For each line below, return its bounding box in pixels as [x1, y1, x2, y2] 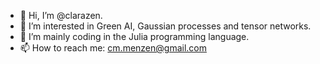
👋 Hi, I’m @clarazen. [19, 10, 103, 21]
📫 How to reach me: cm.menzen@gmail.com [19, 42, 207, 54]
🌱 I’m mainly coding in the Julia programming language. [19, 31, 250, 42]
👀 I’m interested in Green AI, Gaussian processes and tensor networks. [19, 20, 312, 32]
